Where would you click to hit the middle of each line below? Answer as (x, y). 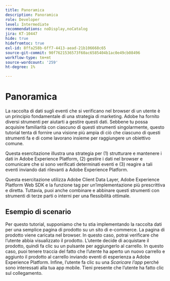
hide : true (17, 39)
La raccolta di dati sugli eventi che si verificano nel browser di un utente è (83, 111)
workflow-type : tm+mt (28, 57)
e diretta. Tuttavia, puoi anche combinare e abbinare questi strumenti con (82, 191)
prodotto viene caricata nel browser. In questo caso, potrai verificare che (82, 235)
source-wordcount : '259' (32, 62)
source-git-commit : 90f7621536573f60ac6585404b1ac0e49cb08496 (73, 53)
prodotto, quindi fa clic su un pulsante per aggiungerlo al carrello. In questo (84, 246)
